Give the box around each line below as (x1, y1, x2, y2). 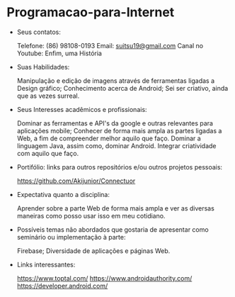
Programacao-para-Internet (6, 4, 175, 21)
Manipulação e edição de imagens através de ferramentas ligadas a (16, 76, 215, 85)
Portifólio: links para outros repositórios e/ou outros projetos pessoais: (16, 162, 223, 171)
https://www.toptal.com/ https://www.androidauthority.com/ (16, 274, 193, 282)
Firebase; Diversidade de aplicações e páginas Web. (16, 246, 171, 255)
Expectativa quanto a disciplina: (16, 190, 110, 198)
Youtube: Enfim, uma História (16, 49, 102, 57)
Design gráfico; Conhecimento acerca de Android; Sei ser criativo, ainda (16, 84, 229, 92)
